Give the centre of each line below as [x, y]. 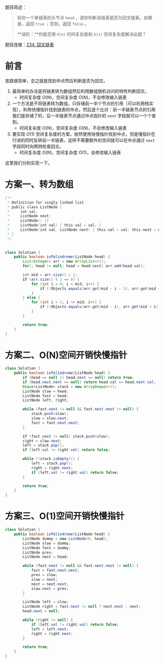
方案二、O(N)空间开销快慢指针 [66, 355]
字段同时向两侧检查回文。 [38, 146]
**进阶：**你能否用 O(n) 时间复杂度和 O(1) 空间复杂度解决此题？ [82, 34]
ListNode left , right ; [46, 400]
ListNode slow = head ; [46, 391]
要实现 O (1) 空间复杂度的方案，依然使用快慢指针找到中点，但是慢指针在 [84, 134]
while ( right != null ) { [48, 620]
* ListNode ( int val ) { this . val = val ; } [54, 225]
